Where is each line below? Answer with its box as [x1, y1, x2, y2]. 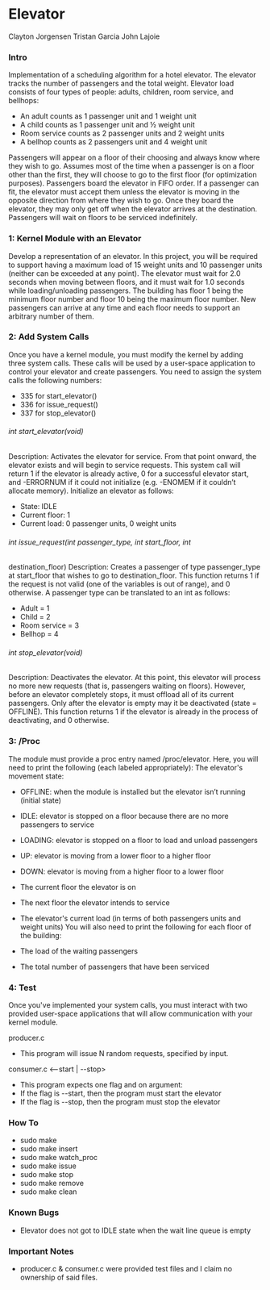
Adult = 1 [19, 603, 50, 613]
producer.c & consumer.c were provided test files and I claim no [19, 1263, 232, 1273]
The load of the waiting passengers [19, 946, 139, 956]
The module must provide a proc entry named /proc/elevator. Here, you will [8, 754, 259, 763]
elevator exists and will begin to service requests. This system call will [8, 461, 241, 470]
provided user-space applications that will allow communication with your [8, 1009, 253, 1019]
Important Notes [8, 1246, 74, 1257]
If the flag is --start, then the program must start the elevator [19, 1088, 222, 1098]
